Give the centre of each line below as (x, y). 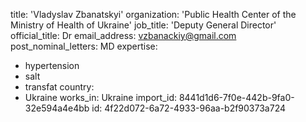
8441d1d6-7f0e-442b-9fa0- (236, 97)
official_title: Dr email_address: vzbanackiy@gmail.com (123, 35)
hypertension (52, 65)
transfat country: (59, 87)
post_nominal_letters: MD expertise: (84, 46)
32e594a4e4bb (57, 108)
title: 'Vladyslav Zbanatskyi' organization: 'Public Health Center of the (153, 14)
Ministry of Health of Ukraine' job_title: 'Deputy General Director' (143, 25)
